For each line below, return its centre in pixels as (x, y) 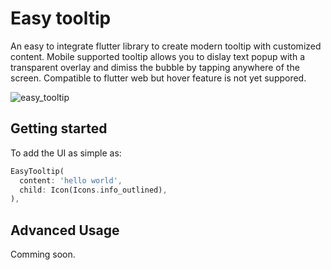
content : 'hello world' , (71, 180)
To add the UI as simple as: (66, 153)
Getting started (59, 128)
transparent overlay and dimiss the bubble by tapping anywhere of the (155, 67)
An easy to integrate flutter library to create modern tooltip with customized (166, 46)
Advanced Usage (65, 230)
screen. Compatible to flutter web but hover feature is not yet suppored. (158, 78)
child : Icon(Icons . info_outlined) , (93, 190)
